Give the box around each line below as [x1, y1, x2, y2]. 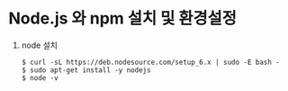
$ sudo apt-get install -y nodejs [21, 65, 151, 75]
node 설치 [21, 40, 58, 50]
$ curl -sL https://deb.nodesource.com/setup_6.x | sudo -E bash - [21, 58, 280, 67]
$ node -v [21, 73, 59, 82]
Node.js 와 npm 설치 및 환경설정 [8, 8, 238, 29]
